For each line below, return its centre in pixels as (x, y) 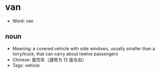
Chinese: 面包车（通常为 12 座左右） (49, 60)
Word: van (23, 21)
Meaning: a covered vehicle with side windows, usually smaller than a (84, 48)
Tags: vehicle (26, 65)
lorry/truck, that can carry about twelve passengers (65, 54)
